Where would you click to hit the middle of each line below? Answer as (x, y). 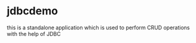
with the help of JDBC (34, 33)
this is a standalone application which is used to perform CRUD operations (98, 27)
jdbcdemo (33, 11)
